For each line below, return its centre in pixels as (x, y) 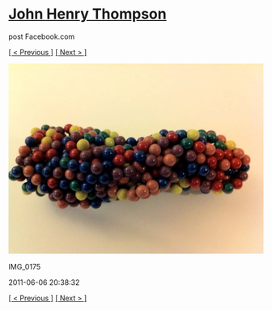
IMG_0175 (25, 267)
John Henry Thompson (88, 14)
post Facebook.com (42, 36)
